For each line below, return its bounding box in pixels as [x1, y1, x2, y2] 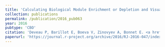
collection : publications [5, 12, 58, 17]
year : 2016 [5, 21, 27, 26]
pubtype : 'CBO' [5, 25, 36, 30]
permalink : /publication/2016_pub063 [5, 16, 82, 21]
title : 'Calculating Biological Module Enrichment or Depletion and [5, 7, 148, 12]
